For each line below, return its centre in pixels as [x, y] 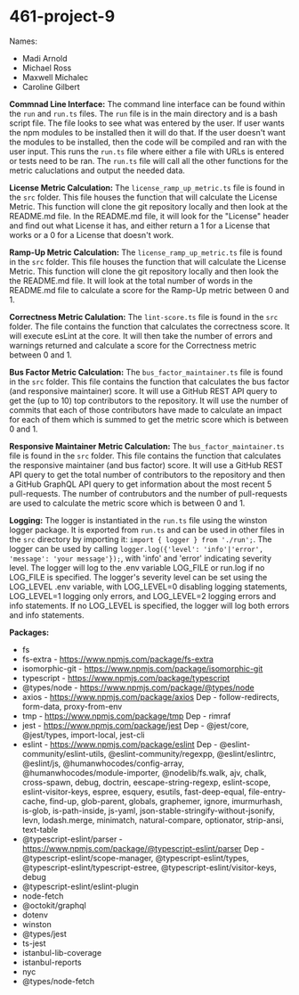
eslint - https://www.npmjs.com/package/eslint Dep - [120, 744]
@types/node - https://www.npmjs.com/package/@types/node [138, 687]
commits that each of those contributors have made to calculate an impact [145, 410]
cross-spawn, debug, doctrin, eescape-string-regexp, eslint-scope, [146, 782]
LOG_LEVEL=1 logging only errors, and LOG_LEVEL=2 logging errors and [143, 596]
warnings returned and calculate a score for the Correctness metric [133, 345]
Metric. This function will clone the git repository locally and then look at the [149, 206]
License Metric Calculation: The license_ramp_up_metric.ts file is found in [147, 187]
